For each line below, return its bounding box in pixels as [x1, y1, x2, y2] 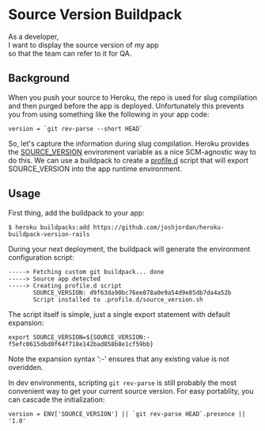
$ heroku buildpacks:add [8, 223, 90, 231]
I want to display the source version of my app [8, 40, 160, 49]
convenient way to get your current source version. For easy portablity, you [8, 386, 254, 395]
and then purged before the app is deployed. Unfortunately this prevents [8, 101, 244, 110]
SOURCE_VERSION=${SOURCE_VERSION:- [32, 333, 150, 341]
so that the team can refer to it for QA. [8, 48, 132, 58]
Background [8, 71, 70, 85]
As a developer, [8, 32, 59, 41]
